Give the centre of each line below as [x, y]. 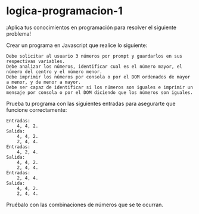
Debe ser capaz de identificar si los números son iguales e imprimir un [100, 87]
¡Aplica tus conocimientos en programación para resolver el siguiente [91, 27]
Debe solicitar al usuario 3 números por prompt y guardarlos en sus [94, 56]
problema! [19, 33]
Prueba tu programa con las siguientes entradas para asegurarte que [91, 103]
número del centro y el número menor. [54, 72]
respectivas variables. [36, 61]
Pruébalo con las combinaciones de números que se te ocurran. [85, 204]
